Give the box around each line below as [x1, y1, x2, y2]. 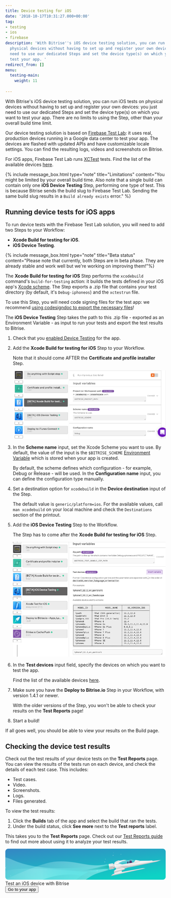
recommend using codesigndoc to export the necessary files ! [5, 304, 134, 310]
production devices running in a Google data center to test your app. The [5, 135, 158, 141]
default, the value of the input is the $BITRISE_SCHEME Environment [12, 450, 151, 456]
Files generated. [12, 798, 47, 804]
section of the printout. [12, 512, 61, 518]
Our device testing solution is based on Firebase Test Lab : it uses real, [5, 130, 153, 136]
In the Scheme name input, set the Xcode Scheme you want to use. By [12, 444, 161, 450]
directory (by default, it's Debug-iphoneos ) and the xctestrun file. [5, 289, 140, 295]
